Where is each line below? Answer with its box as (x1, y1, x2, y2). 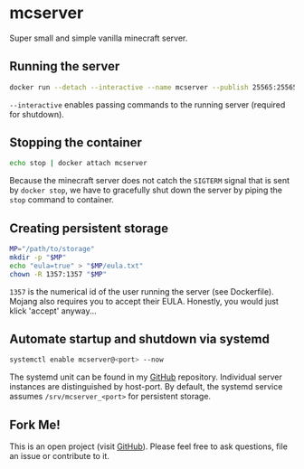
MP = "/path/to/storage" (9, 245, 95, 254)
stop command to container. (9, 194, 115, 205)
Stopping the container (9, 135, 143, 151)
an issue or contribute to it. (9, 451, 110, 462)
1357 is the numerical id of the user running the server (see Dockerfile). (9, 286, 274, 296)
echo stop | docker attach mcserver (9, 159, 147, 168)
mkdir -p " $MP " (9, 253, 67, 262)
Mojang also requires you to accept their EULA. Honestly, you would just (9, 295, 279, 306)
